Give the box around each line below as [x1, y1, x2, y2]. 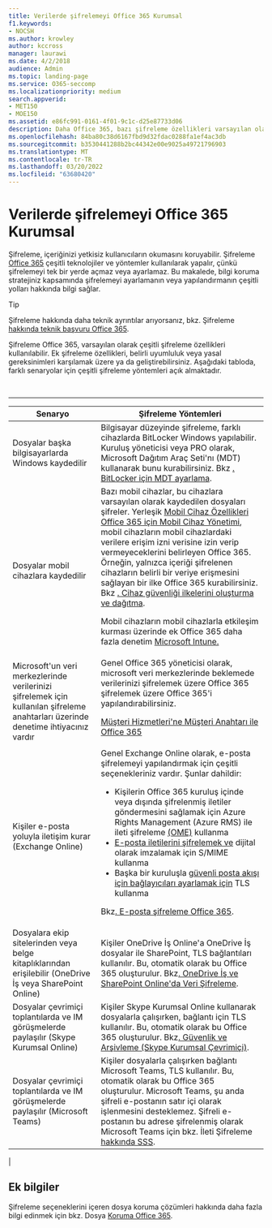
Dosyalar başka [12, 437, 71, 448]
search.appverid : [8, 95, 67, 103]
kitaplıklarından [12, 957, 70, 968]
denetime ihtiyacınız [12, 721, 89, 732]
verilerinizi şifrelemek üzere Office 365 [100, 677, 249, 688]
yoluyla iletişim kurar [12, 830, 91, 842]
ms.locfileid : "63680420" [8, 170, 96, 179]
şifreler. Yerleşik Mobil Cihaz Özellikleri [100, 506, 249, 517]
